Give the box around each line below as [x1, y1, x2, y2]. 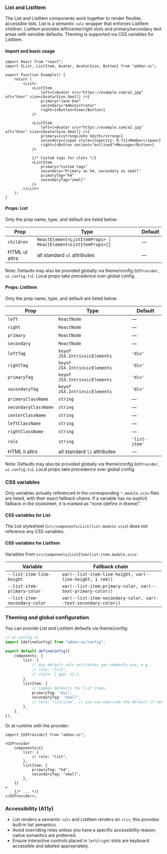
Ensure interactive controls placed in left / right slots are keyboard [12, 838, 149, 844]
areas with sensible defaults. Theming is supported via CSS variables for [5, 31, 154, 37]
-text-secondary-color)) [62, 600, 121, 606]
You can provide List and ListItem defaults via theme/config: [5, 625, 128, 631]
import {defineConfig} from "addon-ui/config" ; [5, 639, 106, 645]
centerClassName [7, 412, 46, 418]
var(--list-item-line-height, [62, 571, 134, 577]
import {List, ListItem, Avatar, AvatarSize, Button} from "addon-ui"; [5, 63, 157, 68]
